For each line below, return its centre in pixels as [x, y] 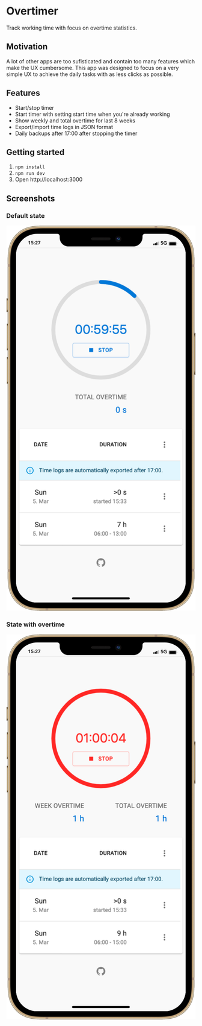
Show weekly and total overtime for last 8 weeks [75, 120]
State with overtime [35, 624]
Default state [26, 215]
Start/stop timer [34, 107]
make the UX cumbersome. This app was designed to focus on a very [93, 68]
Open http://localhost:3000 [49, 180]
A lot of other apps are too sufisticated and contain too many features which [101, 61]
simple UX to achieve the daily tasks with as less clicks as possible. [90, 74]
